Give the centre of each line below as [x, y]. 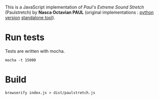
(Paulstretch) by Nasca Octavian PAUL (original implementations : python [79, 12]
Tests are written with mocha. [35, 51]
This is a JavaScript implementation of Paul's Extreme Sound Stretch [75, 7]
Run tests [25, 38]
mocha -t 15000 [21, 60]
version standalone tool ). [30, 17]
